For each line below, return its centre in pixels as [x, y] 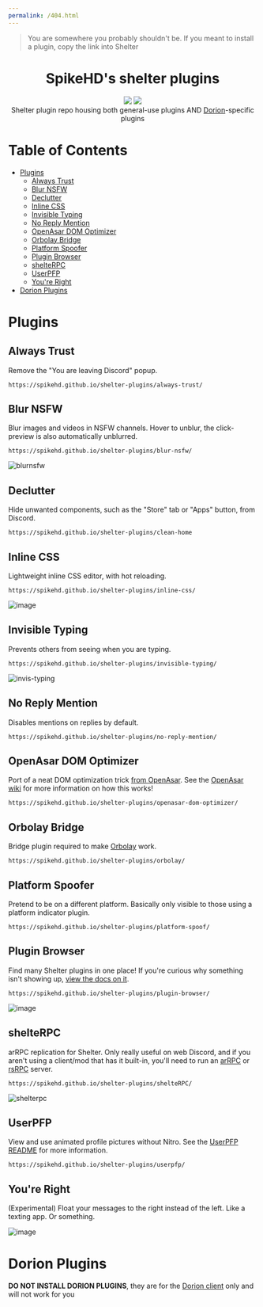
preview [21, 436]
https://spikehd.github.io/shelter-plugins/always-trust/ [105, 385]
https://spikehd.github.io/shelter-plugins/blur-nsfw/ [100, 451]
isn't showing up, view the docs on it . [69, 978]
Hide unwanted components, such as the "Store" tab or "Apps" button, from [131, 510]
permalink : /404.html [44, 15]
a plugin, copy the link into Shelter [83, 46]
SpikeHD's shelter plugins [133, 78]
